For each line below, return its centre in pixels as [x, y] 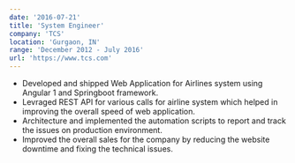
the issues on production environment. [92, 130]
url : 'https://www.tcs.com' [61, 58]
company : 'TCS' [37, 33]
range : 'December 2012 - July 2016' [76, 50]
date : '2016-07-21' [45, 17]
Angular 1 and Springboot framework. [90, 93]
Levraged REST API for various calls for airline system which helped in [150, 102]
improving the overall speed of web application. [109, 111]
